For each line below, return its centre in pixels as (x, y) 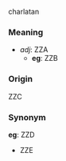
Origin (21, 79)
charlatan (24, 12)
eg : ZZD (21, 135)
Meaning (26, 32)
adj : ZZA (34, 50)
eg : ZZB (45, 58)
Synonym (27, 117)
